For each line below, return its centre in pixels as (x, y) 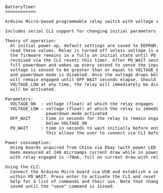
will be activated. (33, 89)
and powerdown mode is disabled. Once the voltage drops (79, 75)
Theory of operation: (31, 41)
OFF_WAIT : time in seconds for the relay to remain (78, 118)
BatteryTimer (21, 7)
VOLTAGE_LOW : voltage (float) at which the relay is (75, 109)
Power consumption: (28, 143)
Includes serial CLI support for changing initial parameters (81, 31)
